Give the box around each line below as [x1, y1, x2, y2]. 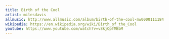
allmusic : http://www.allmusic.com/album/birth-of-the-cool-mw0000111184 [5, 17, 164, 22]
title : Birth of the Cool [5, 7, 60, 13]
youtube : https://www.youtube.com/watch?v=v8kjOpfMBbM [5, 26, 123, 31]
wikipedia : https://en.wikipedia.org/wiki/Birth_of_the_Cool [5, 21, 137, 27]
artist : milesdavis [5, 12, 47, 17]
